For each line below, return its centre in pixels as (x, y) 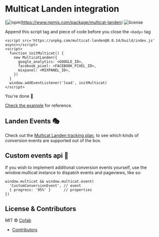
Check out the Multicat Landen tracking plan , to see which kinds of (72, 135)
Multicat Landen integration (62, 9)
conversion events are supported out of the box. (53, 140)
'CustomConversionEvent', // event (45, 185)
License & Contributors (41, 209)
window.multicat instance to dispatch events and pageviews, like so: (73, 172)
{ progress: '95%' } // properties (51, 190)
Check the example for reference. (39, 105)
